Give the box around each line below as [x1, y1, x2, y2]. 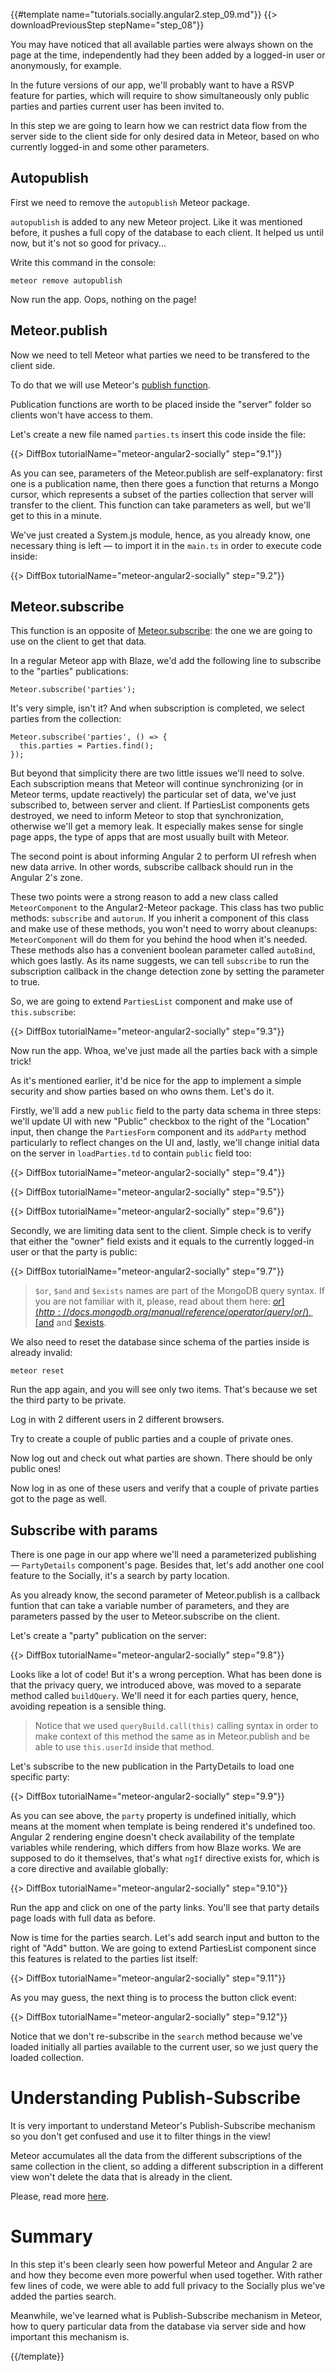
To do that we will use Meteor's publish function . [10, 379, 211, 391]
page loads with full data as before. [10, 1912, 156, 1924]
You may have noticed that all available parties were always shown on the [10, 39, 314, 50]
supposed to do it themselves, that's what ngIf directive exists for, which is [10, 1852, 320, 1864]
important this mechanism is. [10, 2331, 130, 2343]
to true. [10, 976, 41, 988]
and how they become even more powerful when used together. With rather [10, 2269, 323, 2281]
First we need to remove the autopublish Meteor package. [10, 196, 250, 208]
